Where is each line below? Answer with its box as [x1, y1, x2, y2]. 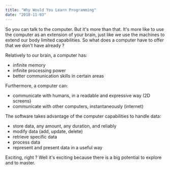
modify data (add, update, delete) [12, 128, 83, 134]
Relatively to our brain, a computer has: [5, 52, 87, 58]
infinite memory [12, 62, 46, 68]
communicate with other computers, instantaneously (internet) [12, 103, 144, 109]
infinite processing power [12, 67, 66, 74]
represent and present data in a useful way [12, 144, 103, 150]
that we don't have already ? [5, 42, 65, 48]
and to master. [5, 159, 36, 165]
